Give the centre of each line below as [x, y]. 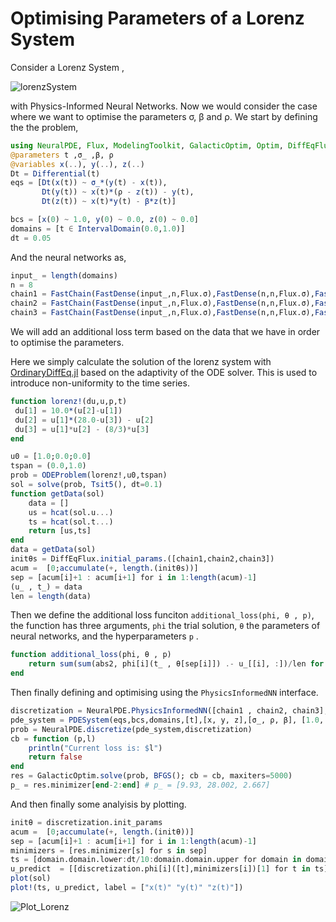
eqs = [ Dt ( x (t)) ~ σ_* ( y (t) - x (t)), [89, 183]
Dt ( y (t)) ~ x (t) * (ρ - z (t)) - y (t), [118, 192]
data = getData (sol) [53, 550]
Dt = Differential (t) [55, 173]
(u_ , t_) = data [46, 587]
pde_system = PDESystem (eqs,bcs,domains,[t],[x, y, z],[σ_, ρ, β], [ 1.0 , [167, 720]
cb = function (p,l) [53, 738]
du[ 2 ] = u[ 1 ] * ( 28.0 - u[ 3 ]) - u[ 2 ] [84, 420]
